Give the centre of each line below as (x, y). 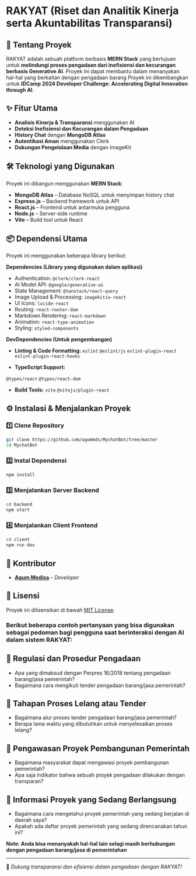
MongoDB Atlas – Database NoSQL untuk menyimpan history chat (94, 195)
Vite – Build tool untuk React (49, 219)
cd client (18, 540)
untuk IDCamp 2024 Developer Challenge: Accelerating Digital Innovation (97, 84)
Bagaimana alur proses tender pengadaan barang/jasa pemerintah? (95, 717)
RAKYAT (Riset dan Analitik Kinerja (92, 11)
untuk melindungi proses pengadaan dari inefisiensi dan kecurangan (91, 65)
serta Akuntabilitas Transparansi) (89, 23)
